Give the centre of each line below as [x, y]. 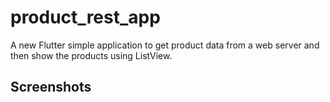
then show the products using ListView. [91, 55]
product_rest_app [85, 17]
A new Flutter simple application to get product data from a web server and [165, 45]
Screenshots [51, 87]
